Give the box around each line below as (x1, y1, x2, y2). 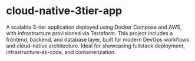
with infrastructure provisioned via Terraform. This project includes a (6, 29, 173, 36)
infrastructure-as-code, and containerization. (6, 48, 116, 55)
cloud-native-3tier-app (6, 4, 123, 18)
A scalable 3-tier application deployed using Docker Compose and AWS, (6, 23, 182, 30)
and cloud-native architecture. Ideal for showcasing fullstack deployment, (6, 42, 186, 49)
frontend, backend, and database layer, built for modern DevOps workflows (6, 36, 190, 43)
